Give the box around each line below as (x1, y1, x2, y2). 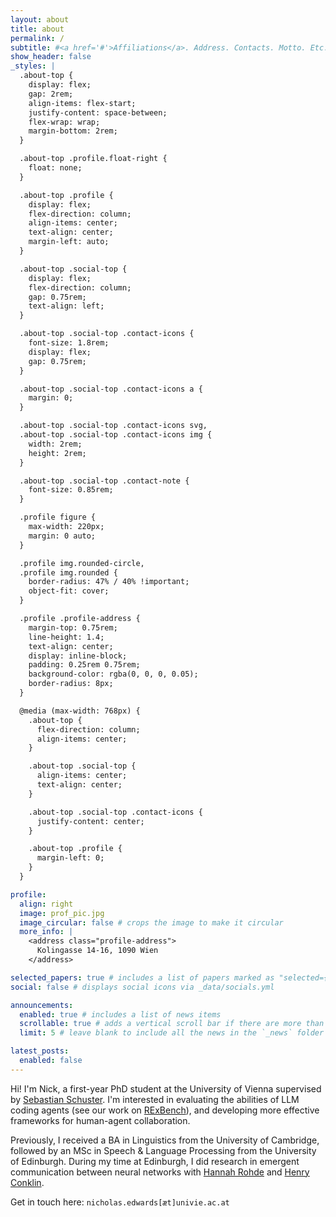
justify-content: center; (36, 816, 145, 826)
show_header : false (10, 52, 92, 62)
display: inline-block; (28, 651, 128, 661)
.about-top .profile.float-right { (19, 154, 168, 164)
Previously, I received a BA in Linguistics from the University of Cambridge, (10, 1134, 320, 1146)
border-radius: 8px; (28, 679, 114, 689)
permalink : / (10, 33, 65, 43)
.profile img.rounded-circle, (19, 558, 145, 568)
